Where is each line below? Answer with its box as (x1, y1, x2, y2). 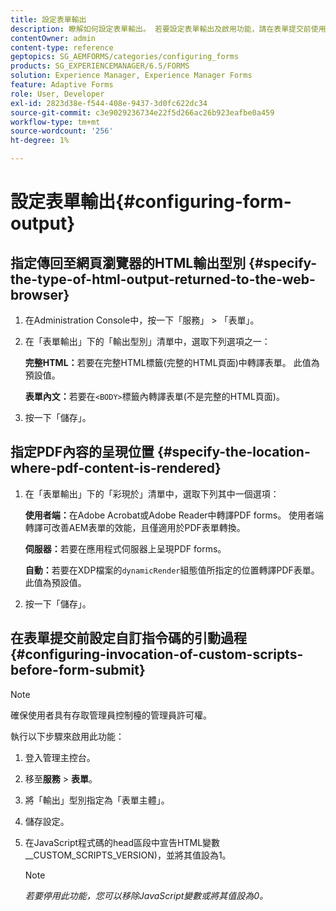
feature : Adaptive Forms (10, 80, 114, 90)
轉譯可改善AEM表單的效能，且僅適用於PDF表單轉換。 (24, 521, 246, 533)
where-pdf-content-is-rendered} (10, 460, 222, 477)
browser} (10, 286, 70, 303)
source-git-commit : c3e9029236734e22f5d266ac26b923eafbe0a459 (10, 107, 275, 118)
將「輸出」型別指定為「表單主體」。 (24, 794, 170, 806)
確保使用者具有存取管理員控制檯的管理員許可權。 (10, 709, 212, 721)
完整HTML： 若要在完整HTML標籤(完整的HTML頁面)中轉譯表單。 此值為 (24, 357, 320, 368)
